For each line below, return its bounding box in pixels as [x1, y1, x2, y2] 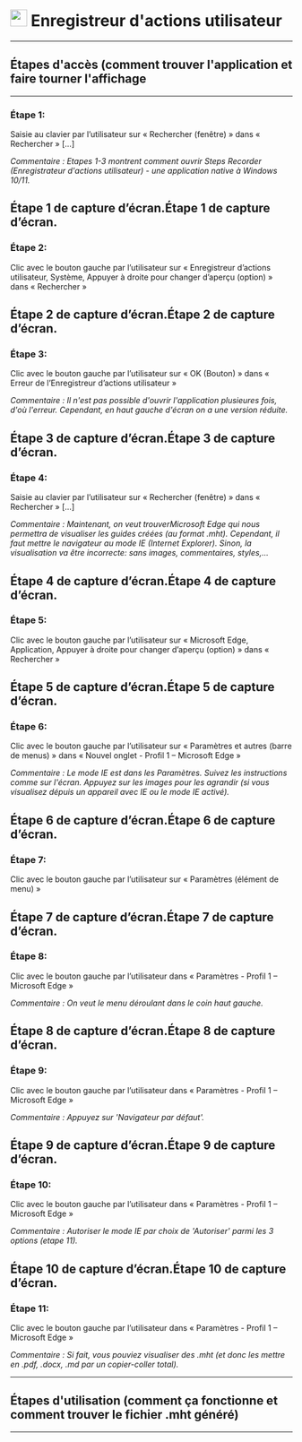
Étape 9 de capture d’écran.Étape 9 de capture [10, 1137, 276, 1153]
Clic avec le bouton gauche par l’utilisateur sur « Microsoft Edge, [10, 635, 249, 645]
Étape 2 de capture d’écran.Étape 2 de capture [10, 307, 276, 323]
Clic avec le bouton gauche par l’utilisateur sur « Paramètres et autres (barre [10, 740, 292, 752]
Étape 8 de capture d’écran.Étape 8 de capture [10, 1023, 276, 1039]
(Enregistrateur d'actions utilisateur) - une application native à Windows [10, 166, 278, 177]
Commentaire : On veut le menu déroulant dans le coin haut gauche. [10, 997, 263, 1008]
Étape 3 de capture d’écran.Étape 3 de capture [10, 430, 276, 445]
